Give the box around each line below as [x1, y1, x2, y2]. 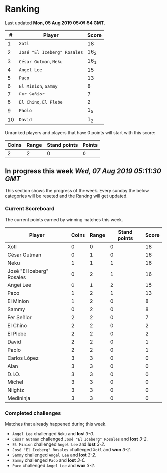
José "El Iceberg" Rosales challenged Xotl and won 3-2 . [12, 447, 131, 453]
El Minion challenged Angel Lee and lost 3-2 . [12, 441, 106, 447]
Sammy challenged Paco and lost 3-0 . [12, 457, 86, 463]
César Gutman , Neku [19, 58, 63, 65]
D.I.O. [7, 371, 21, 378]
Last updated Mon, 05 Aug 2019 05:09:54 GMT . [5, 20, 105, 26]
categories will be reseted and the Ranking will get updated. [5, 193, 128, 199]
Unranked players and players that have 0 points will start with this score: [5, 129, 156, 135]
